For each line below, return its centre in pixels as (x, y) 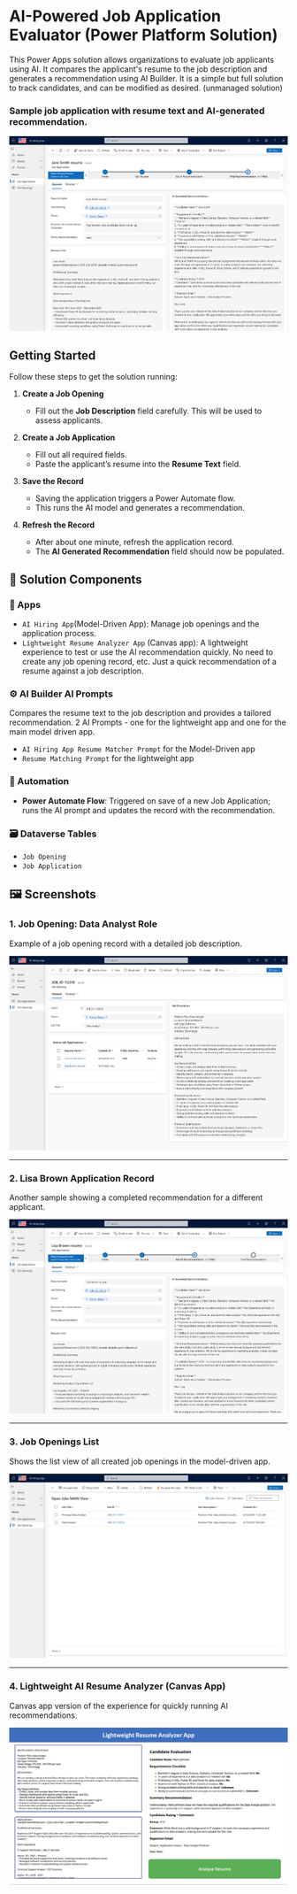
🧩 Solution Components (76, 579)
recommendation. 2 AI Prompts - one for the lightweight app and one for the (148, 722)
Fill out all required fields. (81, 455)
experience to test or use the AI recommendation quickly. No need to (148, 652)
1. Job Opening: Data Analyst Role (83, 924)
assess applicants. (69, 420)
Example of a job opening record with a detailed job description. (126, 943)
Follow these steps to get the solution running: (94, 377)
